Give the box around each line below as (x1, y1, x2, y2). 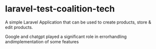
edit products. (5, 24, 33, 30)
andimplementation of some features (5, 38, 79, 44)
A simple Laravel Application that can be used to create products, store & (5, 19, 152, 25)
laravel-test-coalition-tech (5, 3, 115, 14)
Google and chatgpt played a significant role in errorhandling (5, 34, 127, 39)
